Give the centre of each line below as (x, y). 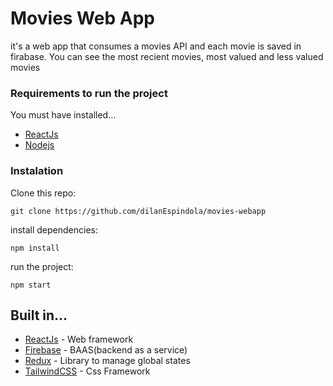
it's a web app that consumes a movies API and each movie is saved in (156, 46)
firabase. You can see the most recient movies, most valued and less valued (167, 56)
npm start (31, 285)
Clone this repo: (43, 193)
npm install (35, 248)
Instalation (37, 171)
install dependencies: (54, 229)
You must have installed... (63, 115)
